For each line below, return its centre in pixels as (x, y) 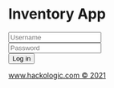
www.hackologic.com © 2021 (57, 75)
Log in (22, 59)
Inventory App (57, 14)
